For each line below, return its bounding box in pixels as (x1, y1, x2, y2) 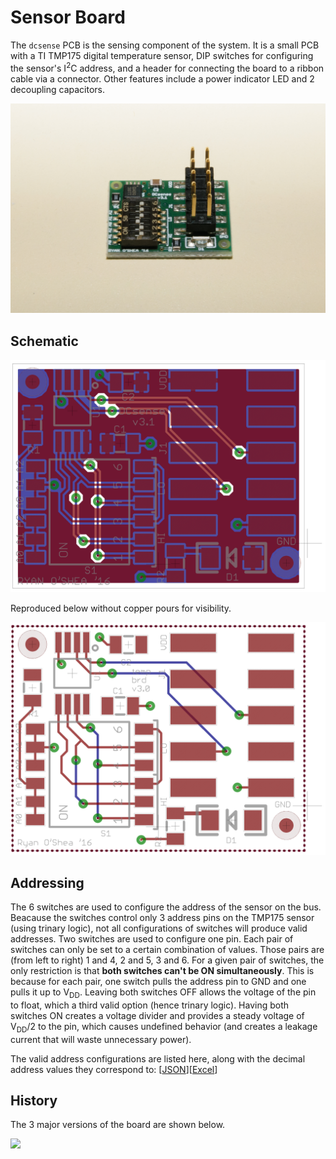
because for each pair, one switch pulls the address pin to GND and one (10, 976, 307, 988)
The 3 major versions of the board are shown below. (10, 1119, 226, 1131)
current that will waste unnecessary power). (10, 1033, 192, 1045)
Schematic (10, 332, 79, 350)
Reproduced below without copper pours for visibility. (10, 602, 232, 615)
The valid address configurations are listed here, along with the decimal (10, 1052, 306, 1065)
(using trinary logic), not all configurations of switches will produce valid (10, 922, 308, 935)
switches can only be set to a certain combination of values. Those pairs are (10, 944, 325, 956)
